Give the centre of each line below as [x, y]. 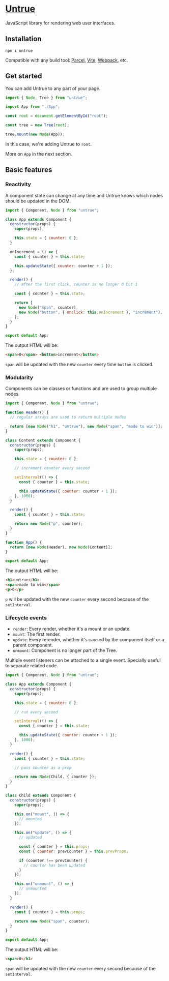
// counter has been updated [54, 865]
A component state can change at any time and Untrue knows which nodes [84, 195]
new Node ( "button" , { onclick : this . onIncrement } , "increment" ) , [91, 312]
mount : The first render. [37, 634]
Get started [24, 76]
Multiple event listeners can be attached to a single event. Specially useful [83, 660]
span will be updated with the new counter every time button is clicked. [79, 364]
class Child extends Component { [41, 796]
